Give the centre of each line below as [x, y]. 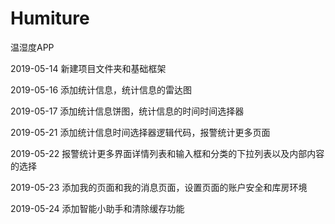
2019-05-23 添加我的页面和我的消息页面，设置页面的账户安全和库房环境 [159, 187]
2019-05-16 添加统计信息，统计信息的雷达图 [101, 89]
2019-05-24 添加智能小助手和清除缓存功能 [97, 208]
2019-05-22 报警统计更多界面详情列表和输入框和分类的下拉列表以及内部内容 [167, 153]
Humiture [50, 18]
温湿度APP [32, 47]
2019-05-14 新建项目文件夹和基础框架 [88, 68]
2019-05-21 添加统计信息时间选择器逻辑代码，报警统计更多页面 [140, 132]
